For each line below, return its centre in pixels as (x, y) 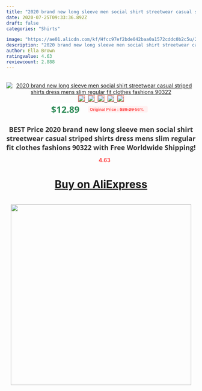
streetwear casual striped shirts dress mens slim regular (101, 138)
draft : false (23, 23)
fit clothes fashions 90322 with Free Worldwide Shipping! (101, 147)
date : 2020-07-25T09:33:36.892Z (47, 17)
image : (14, 40)
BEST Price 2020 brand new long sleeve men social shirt (101, 129)
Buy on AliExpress (101, 185)
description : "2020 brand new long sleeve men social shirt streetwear (98, 45)
